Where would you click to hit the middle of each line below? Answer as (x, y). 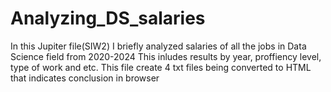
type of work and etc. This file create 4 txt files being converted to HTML (161, 67)
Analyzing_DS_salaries (108, 18)
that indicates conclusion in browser (85, 78)
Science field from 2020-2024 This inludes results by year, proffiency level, (166, 56)
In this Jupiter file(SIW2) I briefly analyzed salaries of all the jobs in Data (158, 46)
